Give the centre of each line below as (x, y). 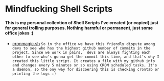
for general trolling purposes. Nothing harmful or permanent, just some (79, 28)
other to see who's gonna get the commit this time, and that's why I (86, 57)
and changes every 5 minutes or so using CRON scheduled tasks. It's (85, 65)
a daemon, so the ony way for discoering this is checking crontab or (86, 70)
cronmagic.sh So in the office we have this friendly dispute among (83, 44)
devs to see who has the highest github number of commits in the (81, 49)
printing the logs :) (34, 74)
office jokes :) (19, 33)
